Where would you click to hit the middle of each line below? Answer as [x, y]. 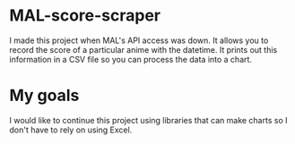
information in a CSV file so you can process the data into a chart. [131, 59]
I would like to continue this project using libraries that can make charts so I [148, 120]
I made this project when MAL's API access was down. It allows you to [139, 40]
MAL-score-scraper [85, 16]
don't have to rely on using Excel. [71, 130]
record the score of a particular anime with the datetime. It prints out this [143, 49]
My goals [44, 96]
